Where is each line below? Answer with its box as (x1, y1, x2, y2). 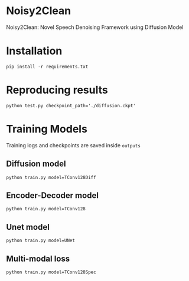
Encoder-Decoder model (6, 190, 99, 200)
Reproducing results (6, 84, 108, 97)
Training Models (6, 123, 87, 135)
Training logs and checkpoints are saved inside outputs (6, 141, 141, 148)
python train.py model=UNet (6, 237, 76, 244)
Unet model (6, 222, 50, 232)
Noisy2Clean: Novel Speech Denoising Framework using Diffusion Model (6, 24, 184, 31)
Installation (6, 44, 63, 58)
